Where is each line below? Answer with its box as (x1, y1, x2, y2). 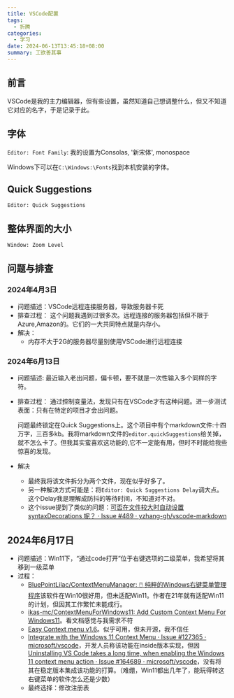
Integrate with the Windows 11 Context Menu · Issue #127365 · (27, 632, 207, 641)
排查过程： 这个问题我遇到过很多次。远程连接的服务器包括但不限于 (17, 311, 210, 319)
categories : (7, 29, 42, 37)
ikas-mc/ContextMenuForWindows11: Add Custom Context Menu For (27, 608, 226, 616)
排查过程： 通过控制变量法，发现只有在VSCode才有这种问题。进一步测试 (17, 397, 227, 406)
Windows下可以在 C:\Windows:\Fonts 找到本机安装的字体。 (7, 162, 173, 171)
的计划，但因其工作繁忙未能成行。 (27, 599, 126, 608)
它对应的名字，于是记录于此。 (7, 106, 93, 114)
